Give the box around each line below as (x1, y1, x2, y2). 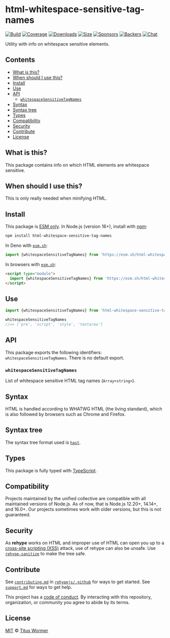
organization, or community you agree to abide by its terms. (5, 599, 130, 605)
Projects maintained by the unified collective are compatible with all (5, 496, 146, 502)
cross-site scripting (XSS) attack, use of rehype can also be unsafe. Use (5, 545, 156, 551)
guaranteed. (5, 512, 31, 518)
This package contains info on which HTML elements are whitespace (5, 162, 149, 168)
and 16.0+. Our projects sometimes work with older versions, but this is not (5, 506, 161, 512)
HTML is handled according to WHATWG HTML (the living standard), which (5, 405, 162, 411)
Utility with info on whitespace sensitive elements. (5, 41, 110, 47)
